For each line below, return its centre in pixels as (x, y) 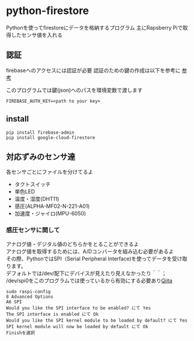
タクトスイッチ (32, 185)
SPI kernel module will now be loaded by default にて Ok (77, 326)
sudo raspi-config (28, 291)
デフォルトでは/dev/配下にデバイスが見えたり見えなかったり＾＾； (86, 273)
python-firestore (48, 11)
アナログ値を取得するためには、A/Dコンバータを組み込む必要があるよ (90, 251)
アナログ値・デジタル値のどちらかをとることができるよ (72, 244)
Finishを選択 (20, 333)
